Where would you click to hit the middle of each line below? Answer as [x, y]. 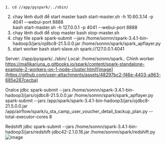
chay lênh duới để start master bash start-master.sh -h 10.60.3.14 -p [83, 17]
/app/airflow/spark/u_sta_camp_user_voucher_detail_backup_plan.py [76, 111]
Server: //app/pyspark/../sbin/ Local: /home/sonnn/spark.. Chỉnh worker [80, 59]
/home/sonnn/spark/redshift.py [123, 132]
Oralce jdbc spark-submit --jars [38, 90]
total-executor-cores [27, 117]
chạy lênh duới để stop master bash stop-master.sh [66, 33]
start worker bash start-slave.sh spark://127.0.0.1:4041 [68, 49]
